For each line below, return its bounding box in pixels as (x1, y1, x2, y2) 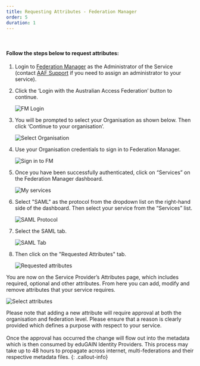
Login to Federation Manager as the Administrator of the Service (14, 63, 173, 70)
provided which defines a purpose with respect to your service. (6, 321, 162, 329)
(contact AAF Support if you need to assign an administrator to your (14, 69, 182, 76)
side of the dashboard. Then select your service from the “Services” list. (14, 204, 192, 212)
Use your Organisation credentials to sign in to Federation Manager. (14, 146, 181, 153)
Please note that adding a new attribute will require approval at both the (6, 309, 182, 316)
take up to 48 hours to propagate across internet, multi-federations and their (6, 347, 194, 354)
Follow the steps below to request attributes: (6, 49, 119, 56)
